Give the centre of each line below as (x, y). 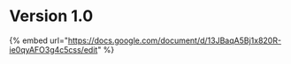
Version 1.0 (51, 16)
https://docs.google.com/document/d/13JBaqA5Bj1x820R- (174, 40)
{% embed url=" (39, 40)
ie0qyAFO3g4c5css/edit (54, 49)
